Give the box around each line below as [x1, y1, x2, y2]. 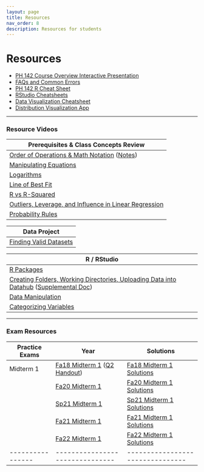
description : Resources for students [6, 25, 102, 32]
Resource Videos [6, 125, 58, 133]
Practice [17, 343, 42, 351]
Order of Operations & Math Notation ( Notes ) [9, 151, 138, 160]
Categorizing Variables [9, 303, 75, 311]
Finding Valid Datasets [9, 238, 73, 246]
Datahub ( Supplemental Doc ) [9, 283, 93, 291]
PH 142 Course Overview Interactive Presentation [15, 72, 140, 79]
